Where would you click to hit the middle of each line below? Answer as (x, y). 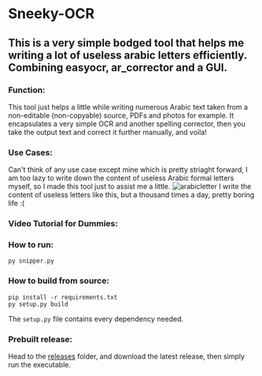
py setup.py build (38, 304)
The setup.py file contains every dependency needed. (96, 318)
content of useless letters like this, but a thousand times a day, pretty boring (131, 195)
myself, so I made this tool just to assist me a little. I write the (130, 187)
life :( (17, 203)
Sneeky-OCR (52, 14)
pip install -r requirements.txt (63, 297)
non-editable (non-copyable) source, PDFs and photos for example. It (121, 115)
